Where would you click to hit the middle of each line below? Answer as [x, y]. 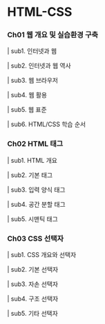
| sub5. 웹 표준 [27, 110]
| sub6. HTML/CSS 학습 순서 [47, 124]
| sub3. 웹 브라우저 [33, 81]
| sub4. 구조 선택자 [33, 299]
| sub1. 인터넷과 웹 [32, 51]
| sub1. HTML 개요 [32, 160]
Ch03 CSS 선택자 [36, 239]
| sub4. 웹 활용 [27, 95]
